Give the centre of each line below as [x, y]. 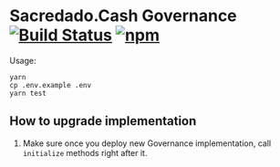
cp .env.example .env [51, 85]
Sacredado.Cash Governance [123, 16]
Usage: [23, 60]
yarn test [28, 93]
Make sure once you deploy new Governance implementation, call [147, 143]
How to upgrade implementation [103, 121]
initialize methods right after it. [85, 152]
